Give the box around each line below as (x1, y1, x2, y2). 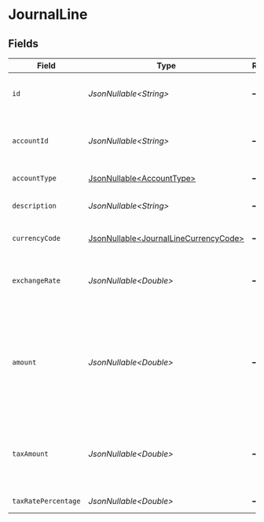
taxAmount (12, 450, 49, 458)
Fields (8, 37, 39, 50)
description (12, 202, 57, 210)
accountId (12, 136, 49, 145)
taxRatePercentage (12, 497, 81, 505)
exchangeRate (12, 276, 61, 285)
